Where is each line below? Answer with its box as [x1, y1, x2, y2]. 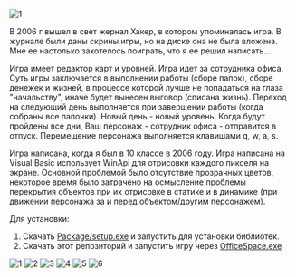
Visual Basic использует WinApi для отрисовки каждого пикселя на [9, 158, 270, 167]
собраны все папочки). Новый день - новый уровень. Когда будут [9, 111, 265, 121]
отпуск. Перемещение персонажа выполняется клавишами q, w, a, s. [9, 130, 279, 140]
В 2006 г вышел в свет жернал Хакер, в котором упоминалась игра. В [9, 26, 282, 36]
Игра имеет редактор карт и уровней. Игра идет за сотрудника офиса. [9, 63, 284, 73]
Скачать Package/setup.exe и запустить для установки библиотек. [22, 231, 280, 242]
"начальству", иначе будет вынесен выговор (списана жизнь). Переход [9, 91, 287, 102]
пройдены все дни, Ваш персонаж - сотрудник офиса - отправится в [9, 120, 277, 131]
